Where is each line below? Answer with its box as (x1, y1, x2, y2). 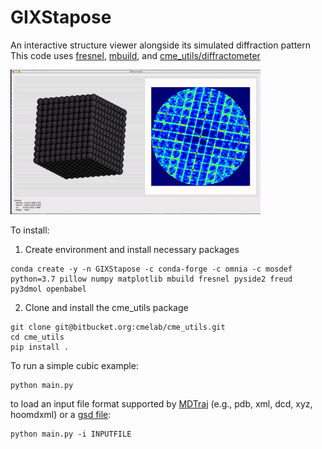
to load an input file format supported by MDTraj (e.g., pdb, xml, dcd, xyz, (10, 397, 313, 410)
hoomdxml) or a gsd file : (10, 408, 112, 420)
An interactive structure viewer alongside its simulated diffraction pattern (10, 39, 311, 51)
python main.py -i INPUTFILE (10, 429, 132, 439)
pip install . (10, 342, 70, 352)
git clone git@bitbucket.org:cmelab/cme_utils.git (10, 322, 226, 332)
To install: (10, 224, 50, 236)
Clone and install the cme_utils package (24, 301, 189, 313)
